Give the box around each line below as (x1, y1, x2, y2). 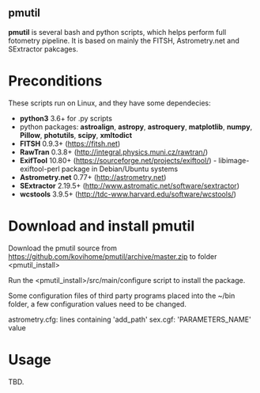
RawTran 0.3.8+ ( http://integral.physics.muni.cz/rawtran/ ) (19, 147, 209, 157)
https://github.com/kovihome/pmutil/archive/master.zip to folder (8, 251, 217, 261)
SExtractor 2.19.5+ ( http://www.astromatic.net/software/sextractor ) (19, 181, 239, 190)
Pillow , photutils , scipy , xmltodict (19, 130, 133, 139)
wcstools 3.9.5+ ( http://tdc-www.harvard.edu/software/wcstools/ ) (19, 189, 237, 199)
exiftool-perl (19, 164, 61, 174)
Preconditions (8, 72, 103, 90)
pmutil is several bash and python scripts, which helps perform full (8, 27, 227, 36)
